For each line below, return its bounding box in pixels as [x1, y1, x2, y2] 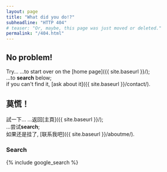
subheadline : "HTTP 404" [6, 19, 67, 25]
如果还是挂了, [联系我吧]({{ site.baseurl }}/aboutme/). [6, 130, 135, 137]
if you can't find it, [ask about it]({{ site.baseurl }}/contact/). [6, 80, 151, 87]
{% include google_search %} [6, 159, 79, 166]
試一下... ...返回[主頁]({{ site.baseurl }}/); [6, 115, 104, 123]
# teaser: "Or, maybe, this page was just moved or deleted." [6, 25, 162, 31]
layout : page [6, 8, 38, 15]
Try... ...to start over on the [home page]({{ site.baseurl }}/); [6, 68, 150, 75]
